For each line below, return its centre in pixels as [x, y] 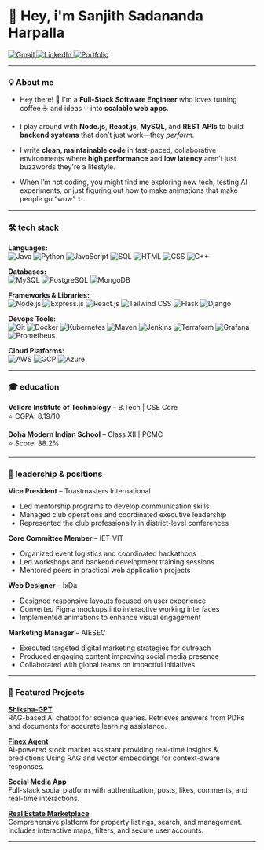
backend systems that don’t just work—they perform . [107, 135]
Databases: [27, 272]
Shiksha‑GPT [30, 710]
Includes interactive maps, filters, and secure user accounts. [106, 830]
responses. [26, 767]
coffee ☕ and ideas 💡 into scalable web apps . [94, 109]
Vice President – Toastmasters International [79, 491]
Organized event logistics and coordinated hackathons [108, 553]
